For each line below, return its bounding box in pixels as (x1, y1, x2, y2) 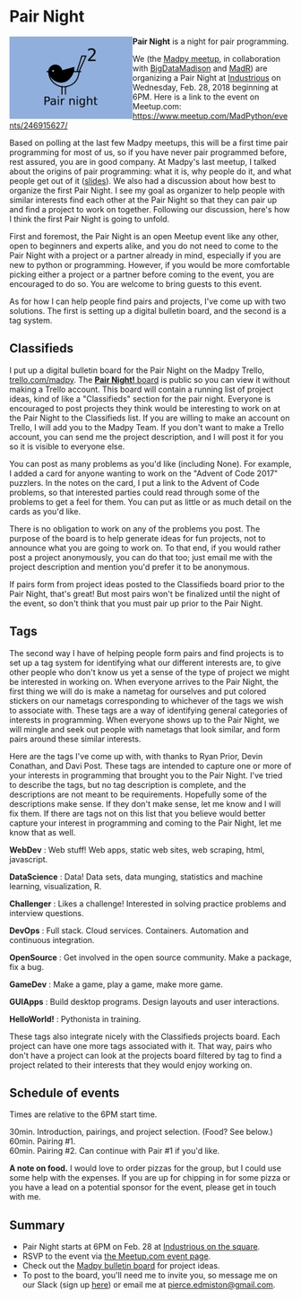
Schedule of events (9, 1085, 120, 1100)
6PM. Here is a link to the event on (133, 91, 260, 102)
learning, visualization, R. (9, 880, 102, 891)
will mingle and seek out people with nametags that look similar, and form (9, 723, 280, 734)
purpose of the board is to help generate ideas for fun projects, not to (9, 533, 266, 543)
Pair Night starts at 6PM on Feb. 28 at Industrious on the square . (21, 1242, 261, 1252)
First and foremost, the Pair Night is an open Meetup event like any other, (9, 230, 279, 241)
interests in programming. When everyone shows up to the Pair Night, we (9, 714, 279, 725)
